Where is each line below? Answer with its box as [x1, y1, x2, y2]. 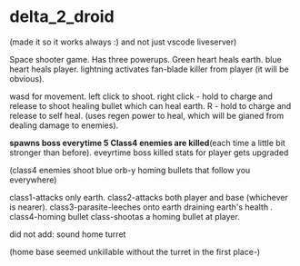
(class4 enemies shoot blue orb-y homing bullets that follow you [9, 164, 251, 175]
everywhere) [9, 174, 57, 185]
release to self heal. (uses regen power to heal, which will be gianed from [9, 110, 285, 121]
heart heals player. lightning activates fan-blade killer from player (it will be [9, 64, 289, 74]
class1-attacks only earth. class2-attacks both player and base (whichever [9, 192, 288, 202]
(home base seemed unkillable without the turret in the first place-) [9, 246, 261, 257]
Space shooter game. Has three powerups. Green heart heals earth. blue [9, 54, 282, 64]
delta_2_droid [9, 6, 115, 27]
